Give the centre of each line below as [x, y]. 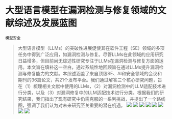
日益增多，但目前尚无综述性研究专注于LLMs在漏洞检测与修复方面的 [88, 61]
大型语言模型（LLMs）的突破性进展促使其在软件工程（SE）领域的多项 [91, 48]
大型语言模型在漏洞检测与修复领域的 [81, 10]
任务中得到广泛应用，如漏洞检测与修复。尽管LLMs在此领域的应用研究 [91, 54]
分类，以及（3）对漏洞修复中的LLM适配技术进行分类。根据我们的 [91, 93]
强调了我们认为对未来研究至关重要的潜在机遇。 [76, 105]
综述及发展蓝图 [46, 23]
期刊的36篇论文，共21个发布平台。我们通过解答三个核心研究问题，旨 [90, 80]
